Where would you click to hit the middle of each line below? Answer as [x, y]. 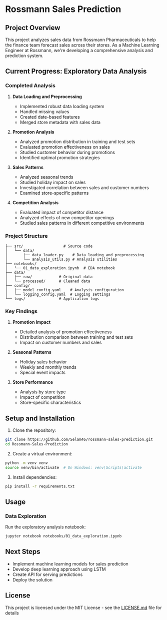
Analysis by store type [43, 392]
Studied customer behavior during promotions [67, 152]
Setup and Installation [40, 418]
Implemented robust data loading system [62, 106]
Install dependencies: [34, 477]
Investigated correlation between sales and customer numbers [84, 187]
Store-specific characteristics [50, 403]
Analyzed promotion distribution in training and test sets [78, 142]
